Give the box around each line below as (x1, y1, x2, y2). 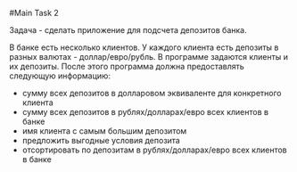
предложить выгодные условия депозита (21, 135, 180, 145)
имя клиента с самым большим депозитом (21, 126, 187, 136)
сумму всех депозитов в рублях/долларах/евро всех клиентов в (21, 107, 269, 117)
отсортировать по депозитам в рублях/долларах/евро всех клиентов (21, 144, 287, 155)
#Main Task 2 (9, 8, 60, 18)
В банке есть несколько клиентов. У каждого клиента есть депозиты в (9, 42, 279, 53)
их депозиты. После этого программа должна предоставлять (9, 61, 245, 71)
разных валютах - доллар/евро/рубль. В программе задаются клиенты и (9, 52, 288, 61)
